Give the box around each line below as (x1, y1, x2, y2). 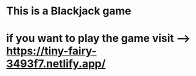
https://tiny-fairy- (6, 44, 97, 58)
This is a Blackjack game (6, 4, 132, 18)
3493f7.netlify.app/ (6, 57, 106, 71)
